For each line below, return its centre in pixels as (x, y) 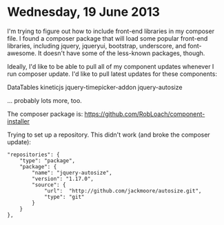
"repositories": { (33, 155)
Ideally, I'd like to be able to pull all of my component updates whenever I (111, 66)
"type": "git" (64, 197)
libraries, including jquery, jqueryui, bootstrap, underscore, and (97, 46)
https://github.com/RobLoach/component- (145, 114)
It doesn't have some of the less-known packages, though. (121, 53)
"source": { (49, 185)
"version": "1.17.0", (63, 179)
